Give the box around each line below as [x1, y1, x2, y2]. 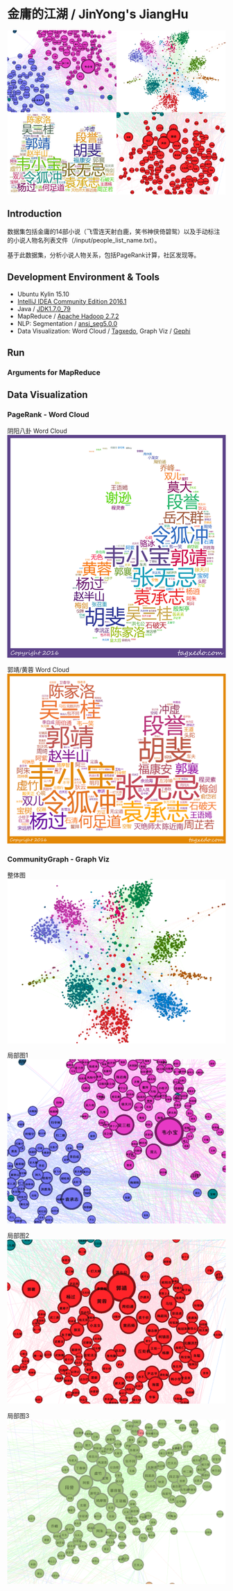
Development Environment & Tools [7, 272, 160, 283]
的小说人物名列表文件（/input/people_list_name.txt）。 [7, 236, 161, 244]
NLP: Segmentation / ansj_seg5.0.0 [17, 319, 118, 327]
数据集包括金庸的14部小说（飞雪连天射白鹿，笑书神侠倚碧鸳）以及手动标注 [7, 227, 221, 236]
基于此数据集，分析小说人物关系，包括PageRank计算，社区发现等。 [7, 251, 200, 259]
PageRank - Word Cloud [7, 410, 89, 420]
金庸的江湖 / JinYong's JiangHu [7, 6, 189, 22]
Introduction [7, 208, 62, 220]
